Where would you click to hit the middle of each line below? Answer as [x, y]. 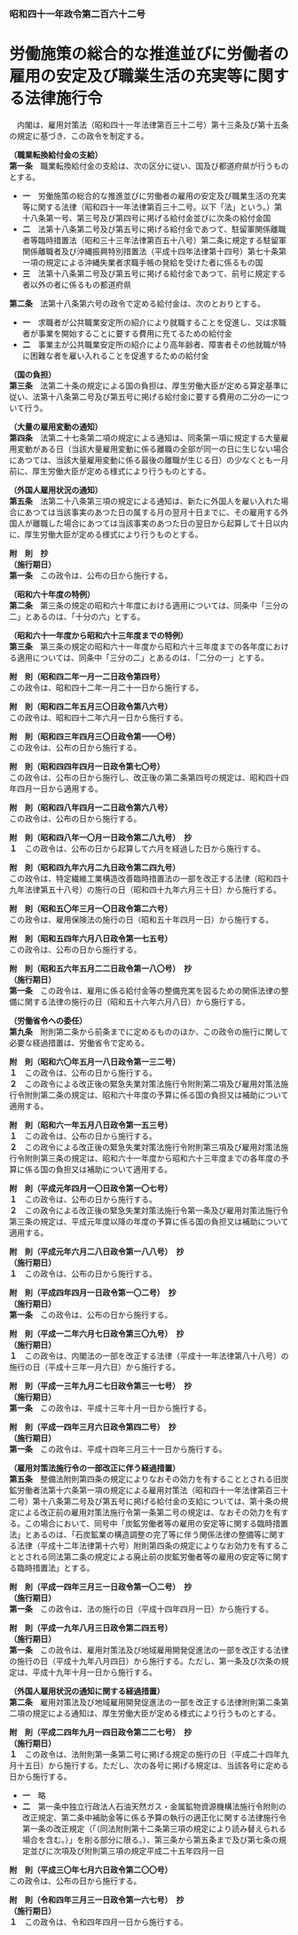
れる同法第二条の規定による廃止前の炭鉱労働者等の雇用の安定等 [149, 1557]
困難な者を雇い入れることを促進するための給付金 [119, 355]
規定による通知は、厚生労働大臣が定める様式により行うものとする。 [157, 1713]
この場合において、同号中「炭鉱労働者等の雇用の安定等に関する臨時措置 [156, 1523]
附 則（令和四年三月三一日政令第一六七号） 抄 [97, 1899]
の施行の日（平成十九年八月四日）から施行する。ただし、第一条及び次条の [145, 1661]
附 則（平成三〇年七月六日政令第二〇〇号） [91, 1869]
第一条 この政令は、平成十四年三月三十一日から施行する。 [118, 1448]
